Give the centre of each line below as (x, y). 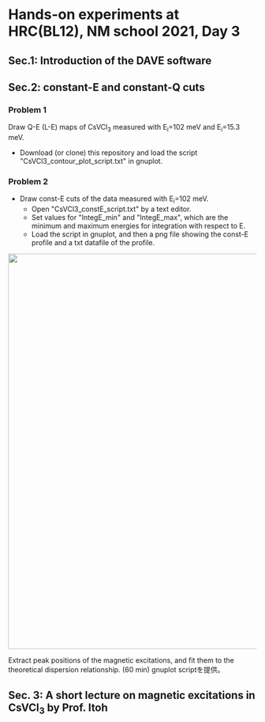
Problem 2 (28, 181)
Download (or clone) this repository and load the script (108, 153)
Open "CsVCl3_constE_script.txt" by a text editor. (111, 209)
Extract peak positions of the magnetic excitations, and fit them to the (121, 660)
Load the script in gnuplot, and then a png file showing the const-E (140, 234)
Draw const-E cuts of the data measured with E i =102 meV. (114, 200)
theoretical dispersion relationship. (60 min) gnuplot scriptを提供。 (116, 670)
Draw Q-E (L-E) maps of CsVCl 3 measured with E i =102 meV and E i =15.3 (124, 128)
